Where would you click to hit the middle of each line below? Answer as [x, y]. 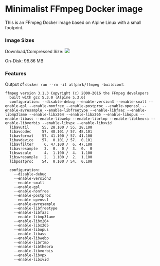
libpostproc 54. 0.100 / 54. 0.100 [51, 161]
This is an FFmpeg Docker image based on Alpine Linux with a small [73, 22]
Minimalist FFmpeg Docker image [74, 9]
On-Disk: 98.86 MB [24, 61]
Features [16, 74]
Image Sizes [20, 40]
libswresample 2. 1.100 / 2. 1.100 [51, 157]
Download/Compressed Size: [34, 52]
